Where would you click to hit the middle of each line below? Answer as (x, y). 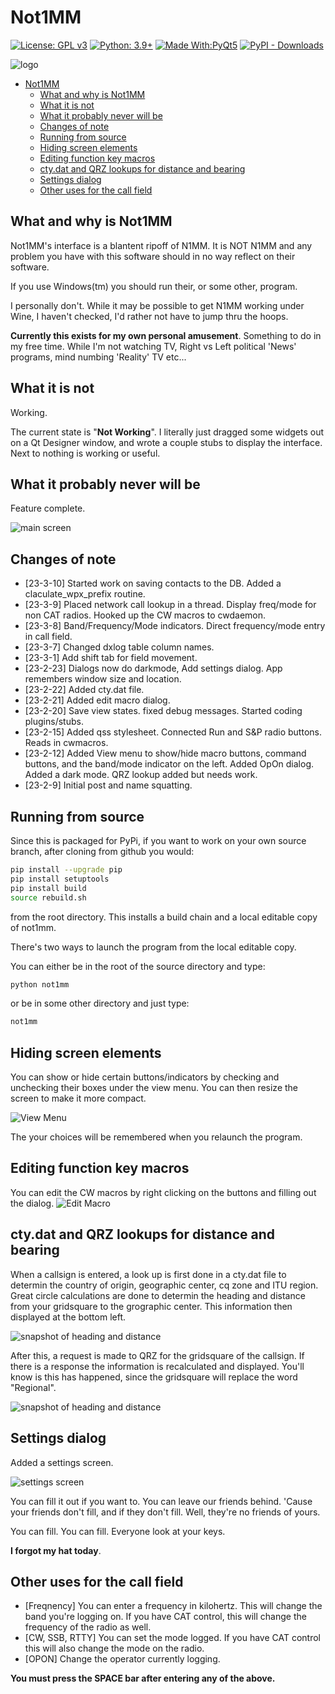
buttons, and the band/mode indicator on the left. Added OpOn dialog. (169, 764)
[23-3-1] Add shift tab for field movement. (111, 658)
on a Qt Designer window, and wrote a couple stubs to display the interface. (166, 442)
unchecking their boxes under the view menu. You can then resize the (154, 1088)
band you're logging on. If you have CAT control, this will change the (165, 1617)
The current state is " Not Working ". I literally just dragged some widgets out (167, 432)
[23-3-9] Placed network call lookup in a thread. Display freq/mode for (170, 605)
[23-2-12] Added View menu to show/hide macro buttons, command (165, 753)
